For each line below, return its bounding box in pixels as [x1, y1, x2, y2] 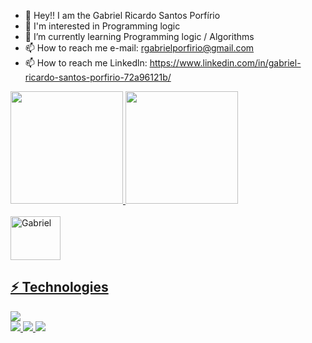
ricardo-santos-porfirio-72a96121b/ [24, 71, 172, 83]
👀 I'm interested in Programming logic [24, 20, 181, 32]
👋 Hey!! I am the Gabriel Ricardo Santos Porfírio [24, 10, 221, 21]
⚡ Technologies [10, 279, 109, 296]
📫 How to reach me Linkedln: [24, 57, 148, 69]
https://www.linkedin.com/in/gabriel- [149, 57, 302, 69]
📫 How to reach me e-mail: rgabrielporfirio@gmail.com [24, 42, 255, 54]
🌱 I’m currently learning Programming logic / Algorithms [24, 31, 255, 42]
